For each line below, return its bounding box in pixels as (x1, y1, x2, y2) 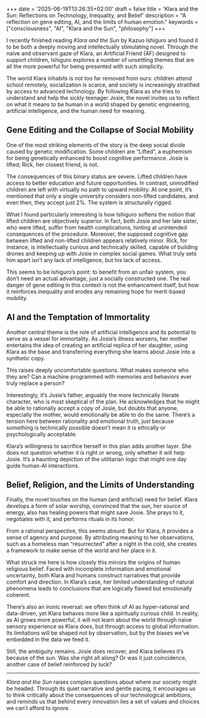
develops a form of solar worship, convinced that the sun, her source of (6, 503, 188, 510)
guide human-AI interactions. (6, 461, 80, 469)
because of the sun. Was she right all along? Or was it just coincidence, (6, 654, 187, 662)
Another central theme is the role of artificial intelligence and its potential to (6, 328, 197, 336)
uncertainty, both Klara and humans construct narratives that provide (6, 572, 181, 579)
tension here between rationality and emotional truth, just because (6, 417, 174, 425)
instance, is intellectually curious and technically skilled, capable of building (6, 243, 198, 250)
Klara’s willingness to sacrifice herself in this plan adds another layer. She (6, 442, 192, 450)
